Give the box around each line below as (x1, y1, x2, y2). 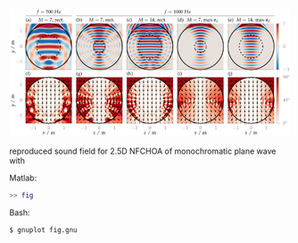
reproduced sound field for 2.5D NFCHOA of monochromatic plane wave (9, 146, 277, 156)
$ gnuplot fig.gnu (9, 226, 78, 235)
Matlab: (9, 172, 37, 183)
